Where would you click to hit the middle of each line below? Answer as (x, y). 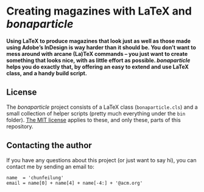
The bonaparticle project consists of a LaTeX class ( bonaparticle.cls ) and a (102, 107)
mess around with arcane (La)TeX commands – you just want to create (97, 53)
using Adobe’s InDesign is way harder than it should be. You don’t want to (101, 47)
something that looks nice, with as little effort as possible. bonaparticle (98, 60)
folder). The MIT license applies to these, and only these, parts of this (93, 120)
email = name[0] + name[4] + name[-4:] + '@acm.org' (75, 183)
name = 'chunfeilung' (35, 177)
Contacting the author (49, 146)
